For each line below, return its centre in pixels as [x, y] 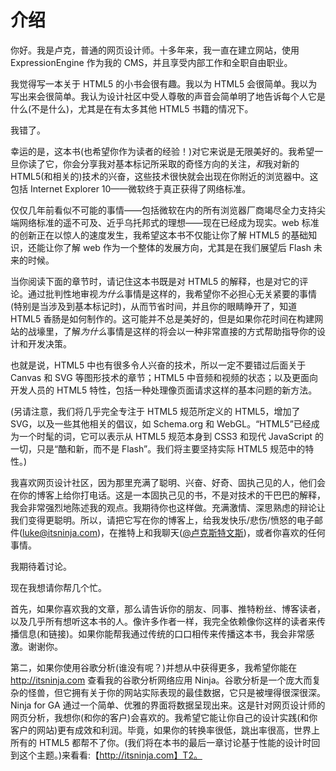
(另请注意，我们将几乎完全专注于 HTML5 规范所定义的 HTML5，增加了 [155, 411]
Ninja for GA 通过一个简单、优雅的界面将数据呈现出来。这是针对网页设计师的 [168, 705]
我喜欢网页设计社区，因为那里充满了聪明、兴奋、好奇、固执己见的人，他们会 [168, 482]
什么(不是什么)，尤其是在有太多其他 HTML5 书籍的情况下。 [132, 108]
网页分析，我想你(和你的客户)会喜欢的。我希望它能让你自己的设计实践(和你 [164, 717]
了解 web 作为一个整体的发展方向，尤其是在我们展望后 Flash [187, 247]
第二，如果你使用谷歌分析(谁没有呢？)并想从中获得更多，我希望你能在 [154, 667]
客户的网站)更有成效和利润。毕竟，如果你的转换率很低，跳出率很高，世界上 [165, 730]
